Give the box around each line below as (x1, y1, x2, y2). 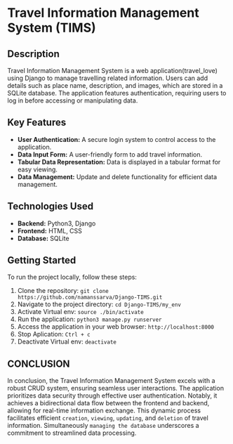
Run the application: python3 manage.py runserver (17, 315, 162, 324)
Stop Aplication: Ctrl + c (17, 330, 91, 339)
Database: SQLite (17, 234, 69, 242)
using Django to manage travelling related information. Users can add (7, 74, 208, 82)
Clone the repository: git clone (17, 287, 109, 295)
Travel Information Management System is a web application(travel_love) (7, 67, 218, 74)
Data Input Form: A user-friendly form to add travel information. (17, 150, 203, 159)
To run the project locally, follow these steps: (7, 273, 137, 282)
